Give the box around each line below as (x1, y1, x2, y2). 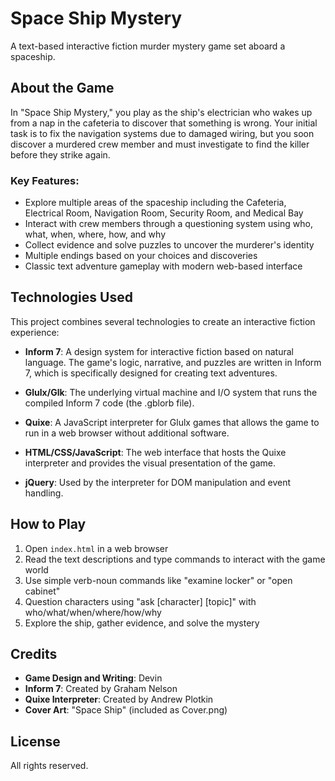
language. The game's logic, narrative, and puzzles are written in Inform (24, 356, 322, 368)
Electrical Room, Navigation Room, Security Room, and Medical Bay (24, 207, 304, 219)
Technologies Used (10, 289, 133, 306)
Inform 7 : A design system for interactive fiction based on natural (24, 345, 295, 357)
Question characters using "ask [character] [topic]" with (24, 595, 257, 607)
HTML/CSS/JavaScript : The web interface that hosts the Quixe (24, 446, 287, 458)
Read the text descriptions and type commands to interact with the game (24, 553, 326, 565)
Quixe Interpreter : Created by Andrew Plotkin (24, 693, 214, 706)
